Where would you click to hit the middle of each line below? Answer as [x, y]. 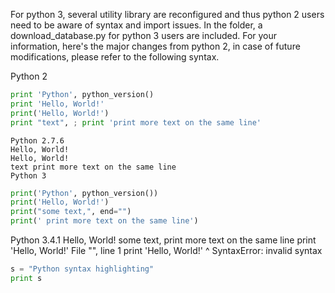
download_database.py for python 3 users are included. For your [144, 35]
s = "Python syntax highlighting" [82, 269]
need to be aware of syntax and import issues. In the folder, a [136, 25]
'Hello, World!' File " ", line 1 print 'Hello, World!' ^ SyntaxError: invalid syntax [166, 250]
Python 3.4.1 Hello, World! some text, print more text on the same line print [163, 240]
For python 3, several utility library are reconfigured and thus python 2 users [167, 14]
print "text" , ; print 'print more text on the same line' [136, 122]
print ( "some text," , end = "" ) [71, 212]
